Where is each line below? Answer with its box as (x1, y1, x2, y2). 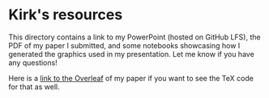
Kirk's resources (8, 6, 123, 24)
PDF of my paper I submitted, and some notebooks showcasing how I (8, 40, 241, 50)
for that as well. (8, 82, 60, 92)
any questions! (8, 58, 58, 67)
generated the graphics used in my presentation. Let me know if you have (8, 49, 255, 59)
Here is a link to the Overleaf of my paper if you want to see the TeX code (8, 73, 254, 83)
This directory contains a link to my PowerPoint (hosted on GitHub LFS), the (8, 32, 261, 42)
